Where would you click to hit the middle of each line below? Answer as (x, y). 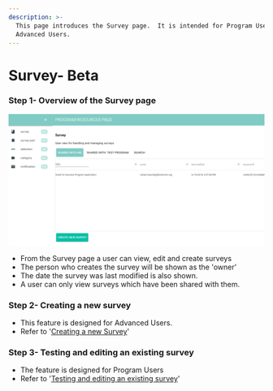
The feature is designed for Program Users (92, 370)
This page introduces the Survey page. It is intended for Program (134, 26)
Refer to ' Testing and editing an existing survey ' (100, 379)
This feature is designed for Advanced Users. (96, 323)
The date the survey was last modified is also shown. (109, 275)
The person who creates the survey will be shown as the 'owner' (128, 267)
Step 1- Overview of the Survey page (82, 101)
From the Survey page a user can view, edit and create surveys (126, 258)
